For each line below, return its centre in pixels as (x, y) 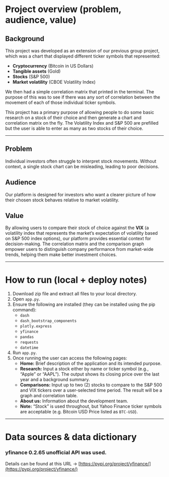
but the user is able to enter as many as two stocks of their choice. (74, 128)
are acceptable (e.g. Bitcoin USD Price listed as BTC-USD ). (79, 412)
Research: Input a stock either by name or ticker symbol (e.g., (84, 369)
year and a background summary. (55, 380)
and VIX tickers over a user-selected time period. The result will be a (91, 390)
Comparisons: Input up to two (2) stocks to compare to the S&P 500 (91, 385)
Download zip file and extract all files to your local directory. (75, 294)
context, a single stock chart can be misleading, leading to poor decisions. (82, 166)
